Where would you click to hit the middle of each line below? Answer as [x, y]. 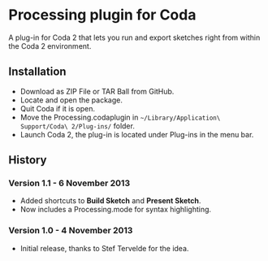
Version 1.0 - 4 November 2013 [71, 231]
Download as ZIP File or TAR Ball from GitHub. [97, 91]
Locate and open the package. [71, 100]
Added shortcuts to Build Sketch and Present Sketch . [110, 201]
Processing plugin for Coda [102, 15]
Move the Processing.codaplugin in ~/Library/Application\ [120, 117]
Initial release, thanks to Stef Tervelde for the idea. [104, 248]
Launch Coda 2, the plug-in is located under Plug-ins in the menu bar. [137, 134]
